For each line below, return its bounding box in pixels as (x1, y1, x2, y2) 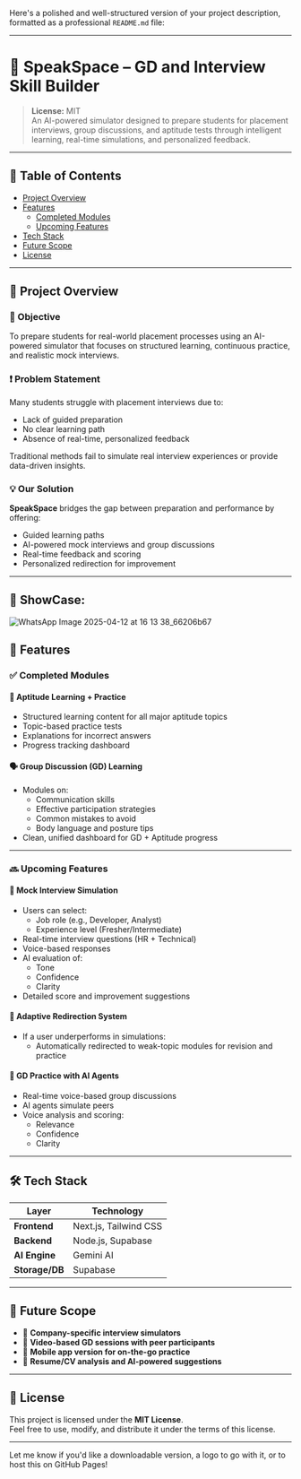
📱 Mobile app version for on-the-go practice (21, 1346, 191, 1357)
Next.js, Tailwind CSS (73, 1219, 163, 1232)
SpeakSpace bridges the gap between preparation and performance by (9, 503, 275, 514)
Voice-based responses (21, 943, 111, 954)
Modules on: (21, 784, 69, 795)
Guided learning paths (21, 530, 105, 541)
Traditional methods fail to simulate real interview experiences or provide (9, 450, 279, 461)
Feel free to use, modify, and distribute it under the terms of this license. (9, 1423, 276, 1434)
